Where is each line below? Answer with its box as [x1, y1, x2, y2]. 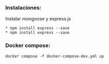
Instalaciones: [5, 4, 42, 11]
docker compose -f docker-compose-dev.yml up [5, 53, 104, 59]
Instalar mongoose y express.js [5, 16, 71, 22]
